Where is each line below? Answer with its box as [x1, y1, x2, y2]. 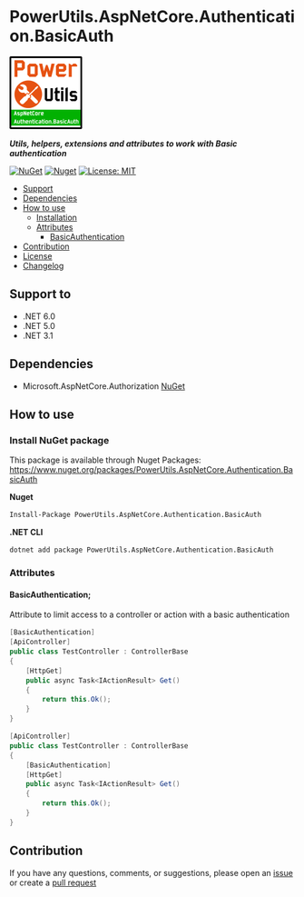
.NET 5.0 [22, 320, 56, 331]
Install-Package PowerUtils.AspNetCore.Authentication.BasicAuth [9, 511, 261, 520]
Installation [35, 212, 77, 223]
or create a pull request [9, 877, 97, 888]
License [22, 250, 53, 261]
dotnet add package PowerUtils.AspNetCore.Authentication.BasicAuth [9, 545, 274, 555]
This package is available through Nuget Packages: [9, 454, 201, 465]
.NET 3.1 [22, 330, 54, 341]
